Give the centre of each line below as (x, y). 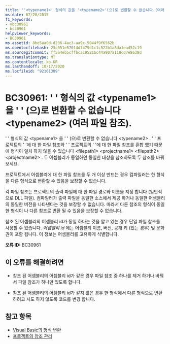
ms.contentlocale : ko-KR (31, 62)
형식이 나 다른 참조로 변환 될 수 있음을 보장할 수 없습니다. (66, 211)
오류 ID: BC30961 (23, 245)
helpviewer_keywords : (28, 33)
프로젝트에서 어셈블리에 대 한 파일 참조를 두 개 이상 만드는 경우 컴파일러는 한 (80, 174)
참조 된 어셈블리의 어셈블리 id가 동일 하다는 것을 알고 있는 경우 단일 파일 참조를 (83, 221)
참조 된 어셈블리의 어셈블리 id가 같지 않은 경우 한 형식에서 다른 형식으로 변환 (88, 293)
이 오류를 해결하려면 (35, 263)
